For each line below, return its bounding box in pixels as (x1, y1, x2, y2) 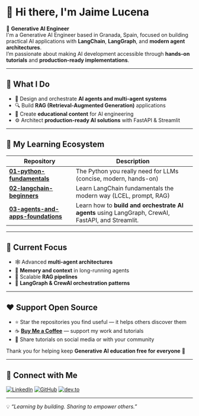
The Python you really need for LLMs (76, 167, 179, 175)
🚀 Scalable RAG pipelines (14, 273, 78, 281)
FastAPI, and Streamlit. (76, 216, 139, 224)
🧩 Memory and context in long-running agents (14, 267, 129, 274)
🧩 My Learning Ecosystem (6, 139, 105, 150)
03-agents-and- (9, 205, 59, 213)
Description (115, 157, 150, 165)
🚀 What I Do (6, 80, 50, 90)
